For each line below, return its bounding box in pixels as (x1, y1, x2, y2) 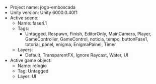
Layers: (17, 47, 33, 52)
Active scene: (10, 15, 39, 20)
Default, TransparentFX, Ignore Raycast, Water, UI (25, 52, 128, 58)
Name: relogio (17, 62, 47, 68)
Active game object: (10, 57, 52, 63)
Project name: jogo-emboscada (10, 4, 76, 10)
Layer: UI (17, 73, 37, 79)
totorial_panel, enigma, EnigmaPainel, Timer (25, 41, 116, 47)
